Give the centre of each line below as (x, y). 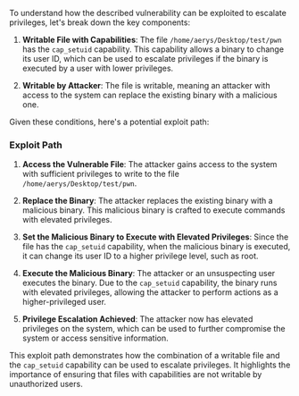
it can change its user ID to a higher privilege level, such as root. (140, 256)
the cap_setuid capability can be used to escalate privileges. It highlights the (150, 365)
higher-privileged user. (64, 302)
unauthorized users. (46, 384)
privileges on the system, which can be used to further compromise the (154, 329)
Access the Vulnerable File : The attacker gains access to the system (149, 164)
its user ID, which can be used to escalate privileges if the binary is (145, 59)
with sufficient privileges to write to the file (101, 174)
